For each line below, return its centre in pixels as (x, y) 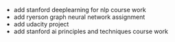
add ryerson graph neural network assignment (79, 17)
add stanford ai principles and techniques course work (91, 31)
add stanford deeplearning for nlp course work (80, 10)
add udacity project (41, 24)
